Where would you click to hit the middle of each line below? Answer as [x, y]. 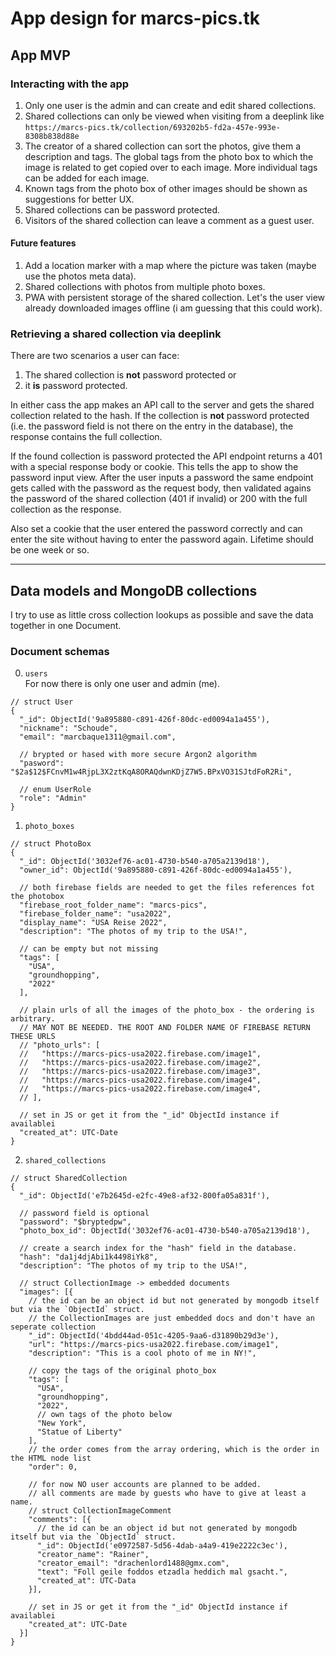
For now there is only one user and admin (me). [122, 684]
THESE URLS [33, 1037]
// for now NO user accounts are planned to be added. [145, 1485]
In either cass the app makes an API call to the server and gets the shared [162, 405]
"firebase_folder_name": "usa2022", [95, 914]
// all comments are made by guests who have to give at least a [167, 1493]
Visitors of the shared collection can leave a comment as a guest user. [169, 220]
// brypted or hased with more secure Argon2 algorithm [138, 755]
